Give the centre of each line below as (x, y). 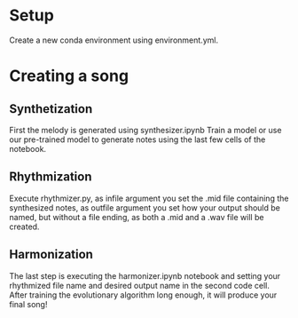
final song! (28, 304)
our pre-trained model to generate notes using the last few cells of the (137, 139)
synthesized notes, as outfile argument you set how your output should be (145, 207)
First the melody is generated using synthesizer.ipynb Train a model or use (145, 130)
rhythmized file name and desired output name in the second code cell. (140, 285)
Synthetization (51, 109)
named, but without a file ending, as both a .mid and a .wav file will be (137, 217)
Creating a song (69, 76)
